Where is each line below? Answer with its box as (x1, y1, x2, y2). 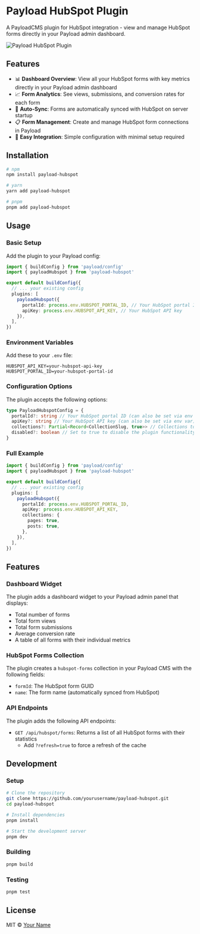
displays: (6, 599, 29, 607)
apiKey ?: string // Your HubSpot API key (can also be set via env (11, 418, 183, 424)
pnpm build (6, 861, 33, 867)
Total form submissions (14, 624, 73, 631)
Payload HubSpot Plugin (6, 4, 129, 18)
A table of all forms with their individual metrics (14, 636, 131, 644)
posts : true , (27, 523, 60, 529)
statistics (14, 735, 37, 742)
